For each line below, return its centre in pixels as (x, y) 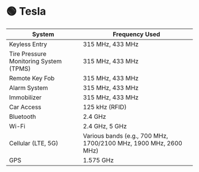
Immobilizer (25, 97)
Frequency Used (136, 34)
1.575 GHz (98, 160)
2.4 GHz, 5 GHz (105, 126)
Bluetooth (23, 116)
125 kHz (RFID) (105, 107)
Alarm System (29, 87)
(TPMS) (20, 69)
